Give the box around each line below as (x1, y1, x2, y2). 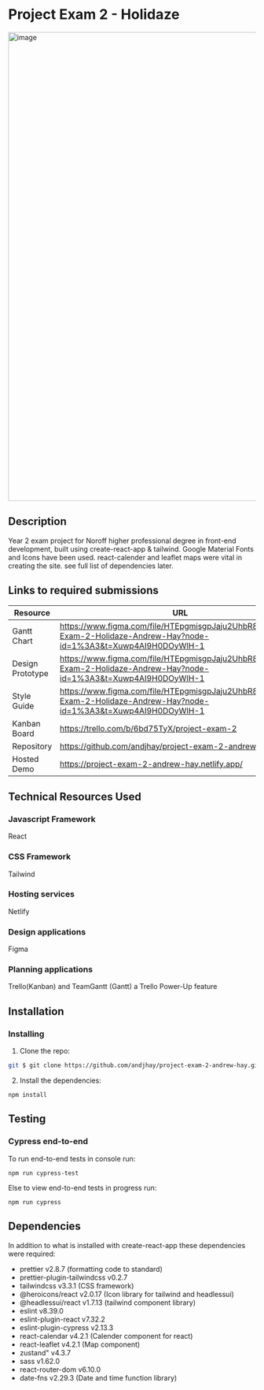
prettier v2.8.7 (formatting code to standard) (19, 1264, 163, 1273)
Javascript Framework (8, 813, 96, 824)
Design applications (8, 926, 86, 937)
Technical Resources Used (8, 790, 141, 803)
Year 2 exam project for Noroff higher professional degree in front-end (8, 536, 237, 545)
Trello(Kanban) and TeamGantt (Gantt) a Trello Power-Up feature (8, 982, 218, 991)
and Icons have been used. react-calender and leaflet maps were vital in (8, 552, 242, 562)
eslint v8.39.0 (19, 1306, 64, 1315)
